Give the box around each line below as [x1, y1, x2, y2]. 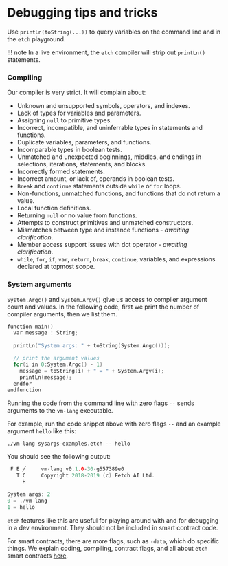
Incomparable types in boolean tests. [16, 146, 122, 154]
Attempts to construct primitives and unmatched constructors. [16, 219, 194, 227]
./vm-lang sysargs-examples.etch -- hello [7, 440, 130, 448]
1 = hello [7, 503, 36, 510]
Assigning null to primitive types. [16, 116, 112, 124]
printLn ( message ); [19, 373, 72, 381]
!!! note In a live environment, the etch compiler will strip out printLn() [7, 48, 206, 56]
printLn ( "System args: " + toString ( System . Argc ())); [13, 342, 170, 349]
